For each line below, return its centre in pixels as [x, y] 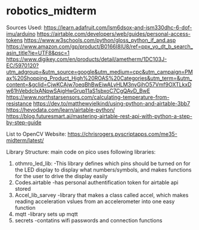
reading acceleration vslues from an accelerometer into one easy [95, 201]
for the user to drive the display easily [61, 176]
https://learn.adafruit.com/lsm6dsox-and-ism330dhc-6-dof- [118, 27]
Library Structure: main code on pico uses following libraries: [81, 152]
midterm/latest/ [25, 140]
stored [23, 188]
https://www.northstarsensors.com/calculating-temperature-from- [88, 97]
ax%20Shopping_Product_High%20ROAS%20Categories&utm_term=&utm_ [99, 78]
